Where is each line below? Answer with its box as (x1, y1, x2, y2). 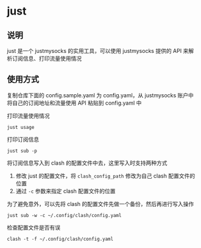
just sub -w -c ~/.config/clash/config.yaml (7, 212, 122, 218)
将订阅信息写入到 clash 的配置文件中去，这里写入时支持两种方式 (7, 159, 167, 167)
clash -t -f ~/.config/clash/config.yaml (7, 236, 114, 242)
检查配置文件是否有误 (7, 224, 60, 231)
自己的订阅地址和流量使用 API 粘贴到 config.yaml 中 (12, 99, 142, 106)
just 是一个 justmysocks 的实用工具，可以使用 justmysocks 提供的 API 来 (7, 47, 189, 54)
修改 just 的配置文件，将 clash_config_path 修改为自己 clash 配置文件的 (15, 172, 196, 179)
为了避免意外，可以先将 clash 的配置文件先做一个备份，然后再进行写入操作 (7, 200, 194, 207)
